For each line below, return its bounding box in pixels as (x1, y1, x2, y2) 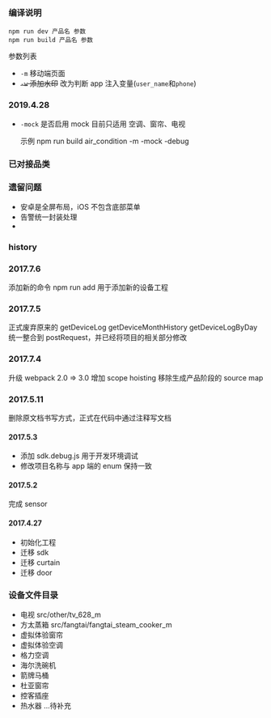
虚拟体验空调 (19, 639, 63, 649)
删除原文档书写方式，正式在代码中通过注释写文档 (8, 413, 171, 423)
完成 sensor (8, 499, 48, 509)
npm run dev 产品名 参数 (8, 28, 87, 36)
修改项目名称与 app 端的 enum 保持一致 (19, 461, 152, 471)
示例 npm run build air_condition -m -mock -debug (19, 136, 189, 146)
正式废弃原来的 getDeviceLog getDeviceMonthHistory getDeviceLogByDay (8, 322, 258, 333)
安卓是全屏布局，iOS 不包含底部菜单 (19, 202, 141, 211)
